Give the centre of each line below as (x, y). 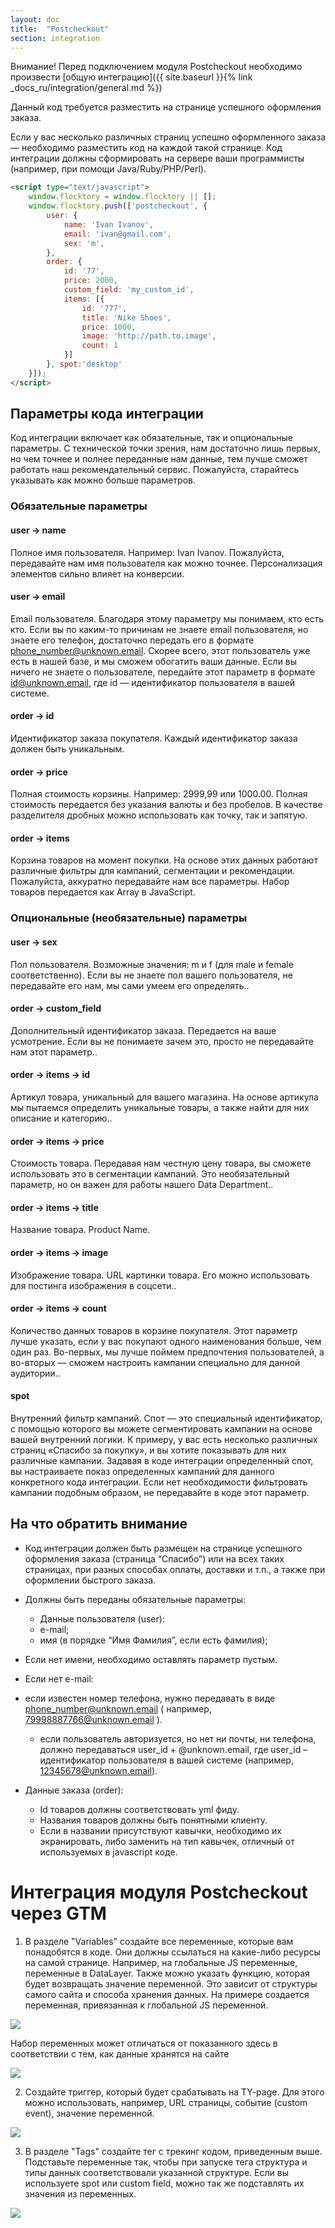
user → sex (34, 942)
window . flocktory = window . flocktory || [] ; (122, 197)
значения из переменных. (80, 2193)
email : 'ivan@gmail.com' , (117, 234)
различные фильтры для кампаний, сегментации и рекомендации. (153, 871)
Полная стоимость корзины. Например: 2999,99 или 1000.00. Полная (159, 794)
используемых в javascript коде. (108, 1852)
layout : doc (35, 19)
